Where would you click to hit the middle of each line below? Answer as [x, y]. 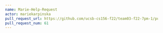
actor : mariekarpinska [28, 14]
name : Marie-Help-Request [31, 9]
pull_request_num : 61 [27, 23]
